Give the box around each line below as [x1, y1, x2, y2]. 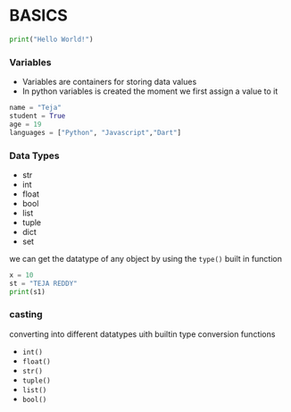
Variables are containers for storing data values [21, 77, 197, 88]
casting [9, 308, 43, 321]
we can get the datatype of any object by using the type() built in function [9, 253, 283, 264]
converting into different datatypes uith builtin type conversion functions [9, 328, 276, 340]
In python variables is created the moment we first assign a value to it [21, 86, 279, 97]
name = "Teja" [9, 104, 62, 113]
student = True [9, 111, 66, 121]
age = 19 [9, 120, 42, 129]
